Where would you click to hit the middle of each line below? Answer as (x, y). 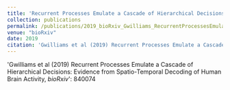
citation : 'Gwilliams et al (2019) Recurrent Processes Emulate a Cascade (116, 45)
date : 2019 (23, 39)
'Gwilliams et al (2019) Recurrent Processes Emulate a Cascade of (100, 64)
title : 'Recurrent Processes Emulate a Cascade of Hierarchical (101, 13)
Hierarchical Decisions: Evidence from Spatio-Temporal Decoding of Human (114, 72)
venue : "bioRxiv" (32, 32)
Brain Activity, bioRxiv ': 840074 (51, 79)
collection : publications (44, 20)
